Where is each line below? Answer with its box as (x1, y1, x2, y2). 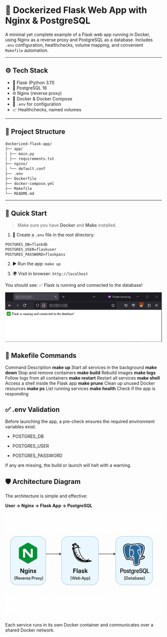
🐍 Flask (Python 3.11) (12, 80, 55, 85)
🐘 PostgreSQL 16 (12, 84, 47, 91)
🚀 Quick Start (5, 209, 47, 218)
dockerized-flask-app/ (5, 141, 52, 146)
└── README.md (5, 191, 35, 196)
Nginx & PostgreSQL (5, 15, 91, 26)
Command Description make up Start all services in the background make (5, 365, 157, 371)
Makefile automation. (5, 47, 49, 53)
